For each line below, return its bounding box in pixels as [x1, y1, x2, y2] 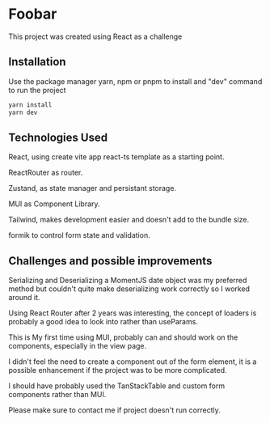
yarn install [8, 100, 53, 109]
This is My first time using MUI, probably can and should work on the [8, 332, 238, 342]
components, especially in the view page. [8, 341, 147, 351]
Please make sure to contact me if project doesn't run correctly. [8, 405, 221, 415]
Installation [8, 55, 66, 69]
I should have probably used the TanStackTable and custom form [8, 381, 226, 391]
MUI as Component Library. [8, 199, 100, 209]
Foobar [8, 5, 57, 23]
